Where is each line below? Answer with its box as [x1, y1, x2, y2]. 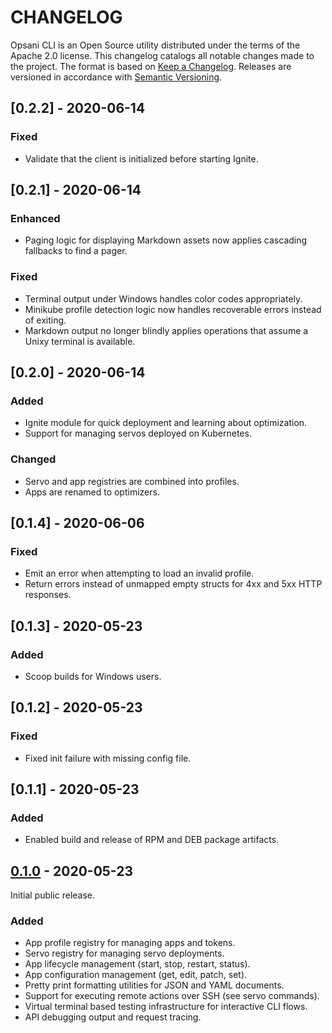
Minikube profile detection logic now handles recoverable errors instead [24, 303, 322, 315]
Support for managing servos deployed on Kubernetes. [24, 427, 252, 440]
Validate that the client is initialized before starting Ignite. [24, 152, 259, 165]
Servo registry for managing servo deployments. [24, 947, 225, 960]
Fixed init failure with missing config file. [24, 752, 192, 764]
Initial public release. [10, 889, 96, 901]
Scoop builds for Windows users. [24, 670, 162, 682]
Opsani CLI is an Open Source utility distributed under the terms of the [10, 39, 301, 51]
